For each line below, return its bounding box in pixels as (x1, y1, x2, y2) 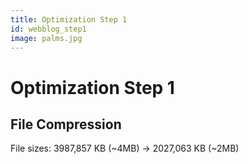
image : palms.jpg (10, 33, 83, 43)
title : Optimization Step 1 (10, 14, 128, 25)
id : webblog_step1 (10, 24, 87, 34)
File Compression (10, 116, 122, 133)
